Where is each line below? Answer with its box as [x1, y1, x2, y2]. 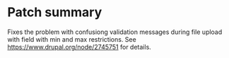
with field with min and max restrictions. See [7, 35, 136, 43]
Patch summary [7, 4, 102, 21]
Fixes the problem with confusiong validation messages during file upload [7, 28, 223, 36]
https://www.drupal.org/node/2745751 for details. [7, 42, 152, 51]
